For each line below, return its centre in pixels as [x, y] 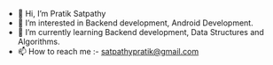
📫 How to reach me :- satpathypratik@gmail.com [108, 51]
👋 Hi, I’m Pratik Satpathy [62, 14]
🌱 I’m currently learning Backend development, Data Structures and [140, 32]
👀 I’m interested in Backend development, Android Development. [136, 23]
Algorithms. [39, 41]
